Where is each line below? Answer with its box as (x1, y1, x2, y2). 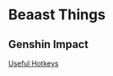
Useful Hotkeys (8, 58, 59, 68)
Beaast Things (8, 6, 106, 24)
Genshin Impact (8, 38, 89, 51)
